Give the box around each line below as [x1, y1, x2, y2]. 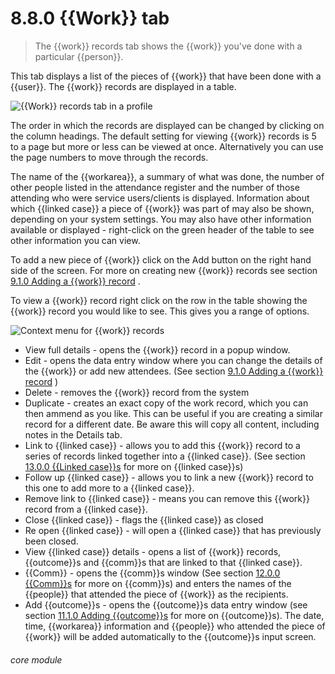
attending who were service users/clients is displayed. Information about [10, 192, 310, 204]
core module [10, 653, 63, 666]
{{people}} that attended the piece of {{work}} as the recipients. [24, 588, 289, 600]
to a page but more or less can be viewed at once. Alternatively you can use [10, 140, 324, 152]
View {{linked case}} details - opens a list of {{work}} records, [24, 545, 282, 557]
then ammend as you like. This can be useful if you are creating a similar [24, 407, 323, 419]
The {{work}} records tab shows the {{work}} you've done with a [34, 40, 303, 52]
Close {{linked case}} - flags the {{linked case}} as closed [24, 513, 264, 526]
